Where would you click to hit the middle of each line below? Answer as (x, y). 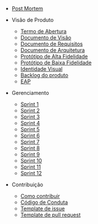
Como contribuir (40, 196)
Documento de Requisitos (52, 44)
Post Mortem (27, 9)
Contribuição (27, 185)
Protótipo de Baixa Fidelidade (56, 62)
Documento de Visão (46, 37)
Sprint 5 (30, 129)
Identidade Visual (41, 69)
